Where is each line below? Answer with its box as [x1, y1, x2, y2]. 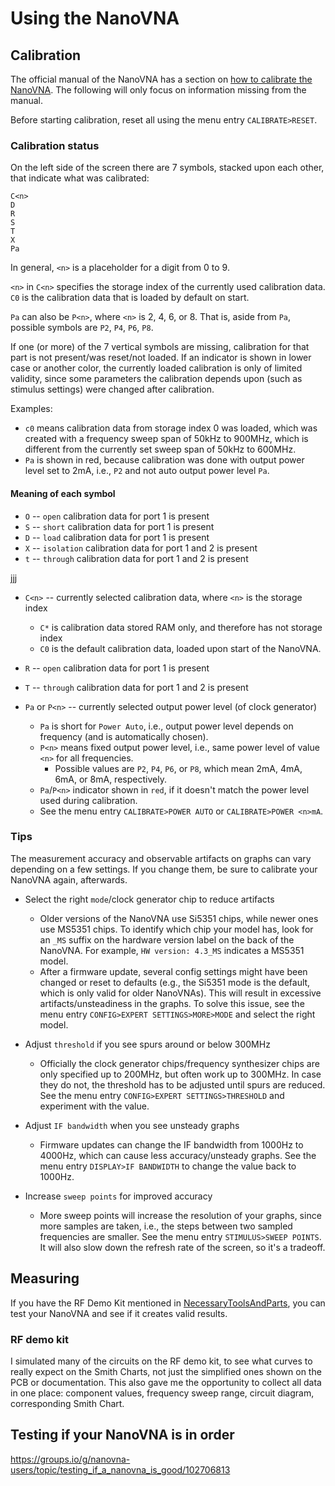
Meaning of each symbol [10, 487, 116, 499]
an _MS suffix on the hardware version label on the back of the [39, 933, 295, 946]
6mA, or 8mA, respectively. [54, 773, 167, 785]
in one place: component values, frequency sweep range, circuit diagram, [10, 1387, 315, 1399]
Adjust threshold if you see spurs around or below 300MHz [24, 1038, 271, 1050]
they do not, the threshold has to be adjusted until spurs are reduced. [39, 1078, 326, 1091]
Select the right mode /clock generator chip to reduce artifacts [24, 893, 275, 905]
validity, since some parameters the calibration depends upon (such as [10, 373, 303, 385]
